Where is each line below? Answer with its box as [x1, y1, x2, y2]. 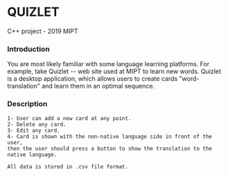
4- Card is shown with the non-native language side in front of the [7, 133, 213, 140]
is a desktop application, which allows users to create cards [7, 75, 178, 83]
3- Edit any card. [7, 127, 60, 134]
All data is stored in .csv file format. [7, 163, 129, 170]
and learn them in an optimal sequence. [41, 82, 155, 90]
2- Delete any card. [7, 121, 67, 128]
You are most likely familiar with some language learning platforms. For [7, 60, 210, 68]
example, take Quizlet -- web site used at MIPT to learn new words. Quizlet [7, 67, 222, 76]
